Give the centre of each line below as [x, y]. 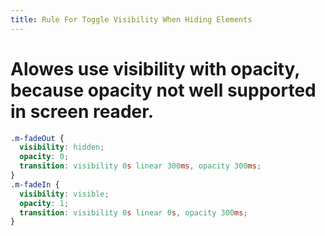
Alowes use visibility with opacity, [155, 68]
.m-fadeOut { [37, 138]
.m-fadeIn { [35, 184]
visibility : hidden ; [62, 147]
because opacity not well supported [163, 90]
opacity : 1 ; [44, 203]
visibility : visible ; [64, 194]
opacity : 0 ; [44, 157]
